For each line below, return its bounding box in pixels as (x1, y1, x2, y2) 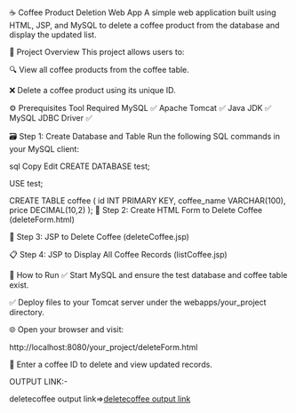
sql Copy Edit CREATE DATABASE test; (9, 161, 150, 171)
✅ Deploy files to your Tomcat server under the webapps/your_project (9, 297, 267, 307)
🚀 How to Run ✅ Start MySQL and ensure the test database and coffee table (9, 270, 288, 280)
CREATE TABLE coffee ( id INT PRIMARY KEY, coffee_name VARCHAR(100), (9, 195, 286, 206)
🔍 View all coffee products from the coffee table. (9, 65, 189, 75)
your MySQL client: (9, 144, 80, 154)
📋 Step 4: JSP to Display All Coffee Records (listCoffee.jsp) (9, 250, 228, 259)
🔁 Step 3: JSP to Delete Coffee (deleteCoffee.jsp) (9, 232, 189, 242)
